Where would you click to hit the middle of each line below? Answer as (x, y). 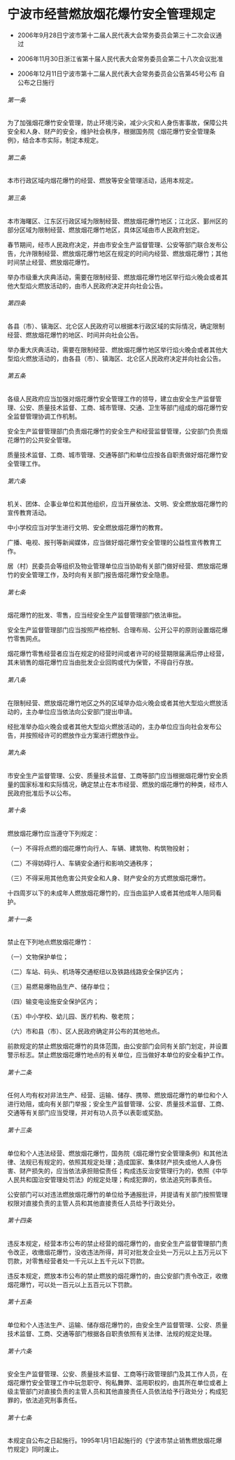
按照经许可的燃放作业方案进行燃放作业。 (84, 735)
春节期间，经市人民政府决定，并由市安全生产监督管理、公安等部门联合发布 (114, 244)
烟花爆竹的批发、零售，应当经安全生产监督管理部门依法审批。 (96, 615)
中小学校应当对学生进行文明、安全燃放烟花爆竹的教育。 (87, 528)
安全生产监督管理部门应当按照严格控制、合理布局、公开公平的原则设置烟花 (114, 630)
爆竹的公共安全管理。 (44, 440)
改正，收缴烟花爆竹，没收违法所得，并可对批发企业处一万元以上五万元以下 (120, 1252)
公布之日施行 (36, 82)
